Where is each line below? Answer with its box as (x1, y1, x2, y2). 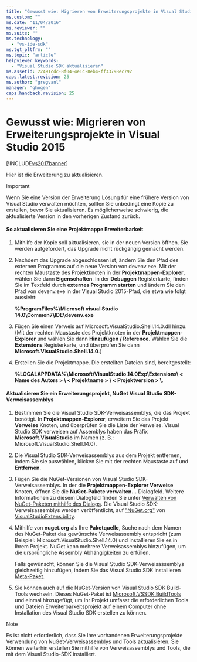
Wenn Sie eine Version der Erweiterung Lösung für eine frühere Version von (6, 194, 189, 201)
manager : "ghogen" (6, 85, 51, 91)
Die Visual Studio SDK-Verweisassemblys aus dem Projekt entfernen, (14, 452, 182, 459)
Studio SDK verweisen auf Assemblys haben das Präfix (14, 428, 148, 435)
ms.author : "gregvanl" (6, 80, 62, 86)
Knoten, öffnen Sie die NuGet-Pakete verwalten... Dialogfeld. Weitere (14, 488, 184, 495)
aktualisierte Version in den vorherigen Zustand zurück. (6, 212, 141, 220)
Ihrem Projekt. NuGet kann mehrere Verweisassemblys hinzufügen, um (14, 543, 186, 550)
